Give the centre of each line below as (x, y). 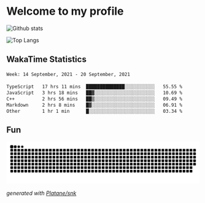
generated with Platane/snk (41, 193)
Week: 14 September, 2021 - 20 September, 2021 (68, 74)
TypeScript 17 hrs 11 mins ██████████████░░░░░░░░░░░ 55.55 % (95, 86)
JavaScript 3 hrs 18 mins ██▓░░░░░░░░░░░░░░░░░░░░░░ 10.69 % (95, 93)
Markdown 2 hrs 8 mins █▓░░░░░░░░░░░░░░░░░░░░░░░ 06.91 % (95, 105)
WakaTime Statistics (47, 59)
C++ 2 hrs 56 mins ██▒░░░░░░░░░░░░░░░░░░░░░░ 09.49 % (95, 99)
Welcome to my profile (65, 11)
